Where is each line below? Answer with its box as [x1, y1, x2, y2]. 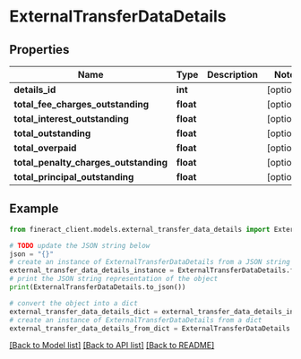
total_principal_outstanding [13, 171, 134, 183]
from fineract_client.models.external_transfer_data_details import [9, 225, 271, 234]
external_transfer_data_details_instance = [9, 266, 175, 275]
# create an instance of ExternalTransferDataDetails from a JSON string [9, 258, 291, 267]
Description [207, 69, 258, 81]
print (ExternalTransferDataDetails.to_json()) [9, 283, 186, 292]
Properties [9, 42, 70, 57]
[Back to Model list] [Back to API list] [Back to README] [9, 340, 215, 351]
